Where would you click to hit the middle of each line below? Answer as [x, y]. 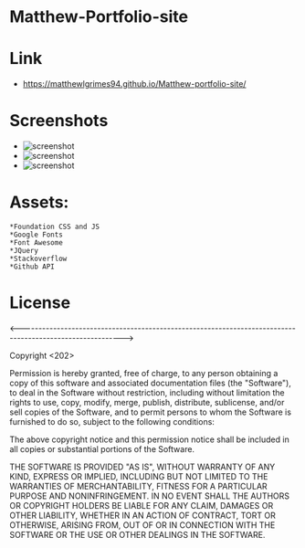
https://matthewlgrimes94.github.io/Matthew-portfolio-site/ [134, 84]
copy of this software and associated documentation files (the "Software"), [151, 383]
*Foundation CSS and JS [55, 227]
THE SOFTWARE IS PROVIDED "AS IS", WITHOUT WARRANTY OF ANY [142, 467]
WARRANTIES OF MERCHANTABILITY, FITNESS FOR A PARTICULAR [138, 486]
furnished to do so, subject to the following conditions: [112, 421]
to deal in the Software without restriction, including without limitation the [147, 392]
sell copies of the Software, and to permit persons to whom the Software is [151, 412]
